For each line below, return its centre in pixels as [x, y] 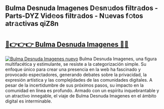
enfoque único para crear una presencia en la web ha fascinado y [73, 69]
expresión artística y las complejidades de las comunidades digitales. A [79, 80]
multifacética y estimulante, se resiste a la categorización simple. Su [76, 64]
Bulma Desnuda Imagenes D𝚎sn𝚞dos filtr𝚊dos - [81, 8]
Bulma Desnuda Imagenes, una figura [118, 59]
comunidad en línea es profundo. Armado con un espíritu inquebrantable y [82, 91]
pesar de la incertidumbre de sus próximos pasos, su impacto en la [74, 85]
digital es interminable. [29, 101]
